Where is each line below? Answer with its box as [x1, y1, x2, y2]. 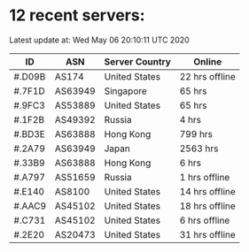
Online [193, 55, 222, 67]
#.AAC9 [13, 200, 47, 212]
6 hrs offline [179, 214, 230, 226]
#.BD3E [13, 127, 46, 140]
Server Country [104, 55, 171, 67]
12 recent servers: [9, 5, 145, 26]
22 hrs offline [179, 70, 237, 82]
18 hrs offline [179, 200, 237, 212]
